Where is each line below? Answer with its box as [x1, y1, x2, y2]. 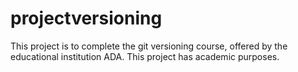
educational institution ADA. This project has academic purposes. [10, 50, 280, 62]
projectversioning [10, 7, 163, 30]
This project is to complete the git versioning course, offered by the [10, 40, 288, 52]
